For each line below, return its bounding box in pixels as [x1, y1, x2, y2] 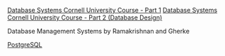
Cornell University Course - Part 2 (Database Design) [7, 13, 163, 22]
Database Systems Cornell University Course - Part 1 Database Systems [7, 6, 218, 14]
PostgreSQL [7, 41, 42, 48]
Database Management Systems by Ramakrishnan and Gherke [7, 27, 190, 35]
